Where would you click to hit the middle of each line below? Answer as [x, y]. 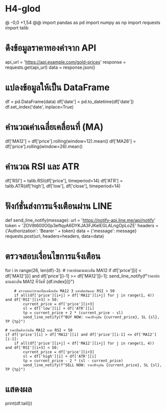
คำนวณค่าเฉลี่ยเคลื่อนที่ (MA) [54, 127]
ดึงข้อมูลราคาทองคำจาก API [51, 48]
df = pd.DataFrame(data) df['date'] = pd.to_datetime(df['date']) [70, 101]
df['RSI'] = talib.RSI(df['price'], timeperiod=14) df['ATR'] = [64, 180]
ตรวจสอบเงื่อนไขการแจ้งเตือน [53, 256]
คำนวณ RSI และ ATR [42, 166]
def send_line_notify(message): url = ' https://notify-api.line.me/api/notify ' [80, 220]
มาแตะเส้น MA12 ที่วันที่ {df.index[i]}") [40, 281]
